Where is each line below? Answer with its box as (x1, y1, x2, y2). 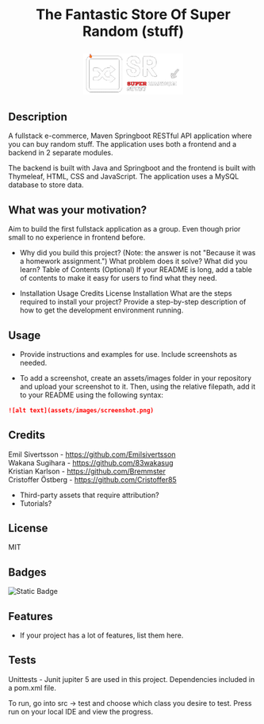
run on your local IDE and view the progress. (8, 707, 153, 716)
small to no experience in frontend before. (8, 232, 146, 243)
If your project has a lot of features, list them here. (19, 630, 184, 640)
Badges (8, 565, 47, 579)
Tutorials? (19, 498, 52, 508)
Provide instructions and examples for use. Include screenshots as (19, 349, 238, 358)
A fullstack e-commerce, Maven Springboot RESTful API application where (8, 131, 252, 140)
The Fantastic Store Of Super (35, 6, 231, 24)
